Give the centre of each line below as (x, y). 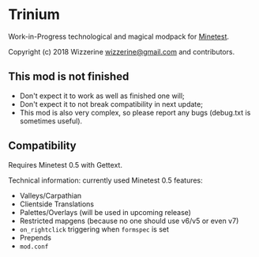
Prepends (35, 237)
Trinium (34, 15)
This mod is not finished (69, 77)
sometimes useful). (51, 121)
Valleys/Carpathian (51, 195)
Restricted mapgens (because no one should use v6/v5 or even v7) (129, 221)
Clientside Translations (57, 204)
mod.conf (34, 247)
